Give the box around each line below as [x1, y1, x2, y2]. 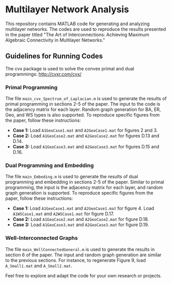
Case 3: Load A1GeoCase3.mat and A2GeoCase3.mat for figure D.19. [12, 222, 149, 228]
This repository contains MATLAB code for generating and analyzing [5, 21, 150, 27]
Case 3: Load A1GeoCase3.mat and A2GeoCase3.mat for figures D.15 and [12, 144, 160, 150]
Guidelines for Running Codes [5, 52, 103, 61]
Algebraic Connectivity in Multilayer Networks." [5, 37, 105, 43]
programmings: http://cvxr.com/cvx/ [5, 71, 82, 77]
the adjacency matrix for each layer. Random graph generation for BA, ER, [5, 106, 161, 112]
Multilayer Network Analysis [5, 4, 130, 15]
